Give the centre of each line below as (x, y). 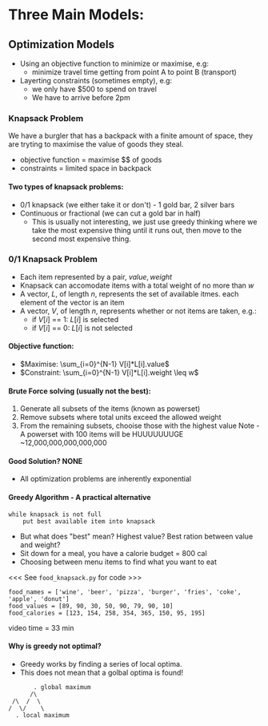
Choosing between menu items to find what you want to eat (118, 562)
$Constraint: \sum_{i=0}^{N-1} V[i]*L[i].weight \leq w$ (109, 373)
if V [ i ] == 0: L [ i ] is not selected (82, 328)
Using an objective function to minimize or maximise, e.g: (114, 63)
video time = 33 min (41, 627)
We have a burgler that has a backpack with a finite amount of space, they (131, 136)
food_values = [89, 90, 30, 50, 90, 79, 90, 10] (91, 606)
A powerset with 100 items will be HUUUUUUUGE (102, 434)
